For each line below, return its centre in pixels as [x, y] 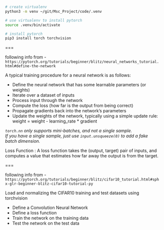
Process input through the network [47, 101]
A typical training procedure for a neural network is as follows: [68, 75]
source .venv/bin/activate [33, 25]
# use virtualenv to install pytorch [44, 20]
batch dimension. [23, 141]
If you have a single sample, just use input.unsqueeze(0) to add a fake [77, 136]
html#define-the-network [30, 66]
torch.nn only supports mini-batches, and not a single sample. [69, 131]
